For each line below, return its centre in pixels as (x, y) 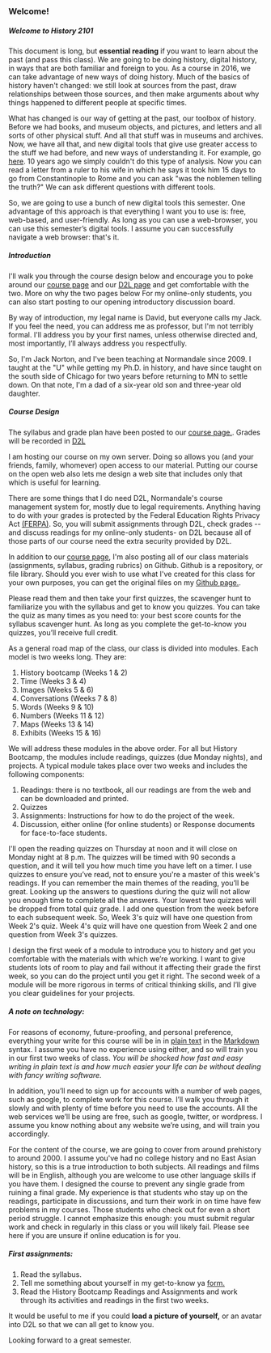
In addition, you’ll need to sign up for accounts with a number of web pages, (135, 1091)
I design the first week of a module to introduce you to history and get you (132, 950)
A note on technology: (47, 1012)
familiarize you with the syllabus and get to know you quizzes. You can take (134, 607)
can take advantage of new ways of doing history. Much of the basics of (129, 76)
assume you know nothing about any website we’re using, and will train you (134, 1125)
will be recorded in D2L (47, 441)
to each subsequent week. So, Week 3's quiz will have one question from (131, 917)
